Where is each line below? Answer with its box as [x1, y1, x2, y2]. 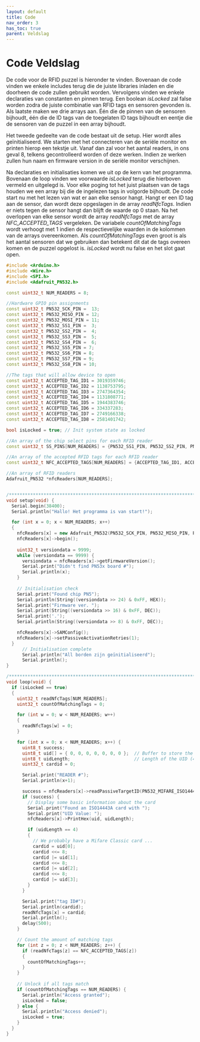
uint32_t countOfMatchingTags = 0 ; [17, 701, 105, 707]
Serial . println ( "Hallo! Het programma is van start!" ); [11, 508, 153, 515]
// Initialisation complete [21, 646, 92, 652]
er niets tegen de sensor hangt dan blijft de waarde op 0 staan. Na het [6, 206, 178, 214]
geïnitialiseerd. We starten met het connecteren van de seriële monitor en [6, 138, 186, 146]
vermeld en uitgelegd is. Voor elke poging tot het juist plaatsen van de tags [6, 182, 190, 189]
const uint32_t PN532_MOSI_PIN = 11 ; [6, 317, 100, 323]
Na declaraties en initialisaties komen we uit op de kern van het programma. [6, 169, 192, 176]
